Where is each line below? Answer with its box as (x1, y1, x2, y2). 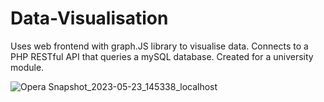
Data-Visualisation (10, 7, 169, 30)
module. (10, 61, 45, 73)
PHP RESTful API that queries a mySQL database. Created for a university (10, 50, 314, 62)
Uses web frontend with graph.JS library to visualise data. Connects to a (10, 40, 309, 52)
